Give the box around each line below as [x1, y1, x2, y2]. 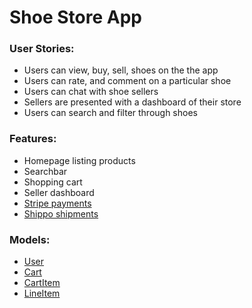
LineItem [23, 287, 61, 300]
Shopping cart [23, 176, 83, 188]
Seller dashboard [23, 186, 95, 198]
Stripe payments [23, 197, 92, 209]
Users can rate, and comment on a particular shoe [23, 75, 232, 87]
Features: [9, 132, 57, 146]
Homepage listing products [23, 154, 136, 166]
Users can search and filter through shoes [23, 107, 198, 119]
